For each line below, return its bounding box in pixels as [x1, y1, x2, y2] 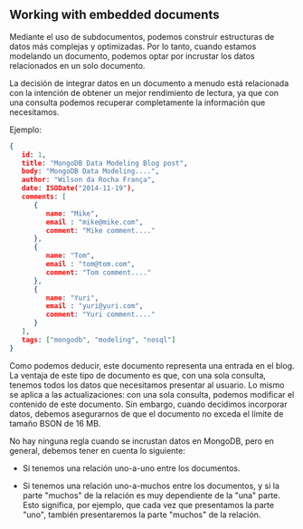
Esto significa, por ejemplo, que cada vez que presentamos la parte [22, 499, 274, 510]
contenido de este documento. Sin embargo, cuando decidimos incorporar [9, 399, 288, 409]
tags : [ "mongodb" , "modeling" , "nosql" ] [21, 335, 176, 344]
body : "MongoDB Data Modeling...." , [21, 167, 160, 176]
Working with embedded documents [9, 7, 220, 23]
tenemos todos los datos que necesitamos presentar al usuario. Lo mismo [9, 380, 285, 390]
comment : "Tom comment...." [45, 267, 152, 277]
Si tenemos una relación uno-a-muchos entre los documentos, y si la [22, 480, 280, 491]
